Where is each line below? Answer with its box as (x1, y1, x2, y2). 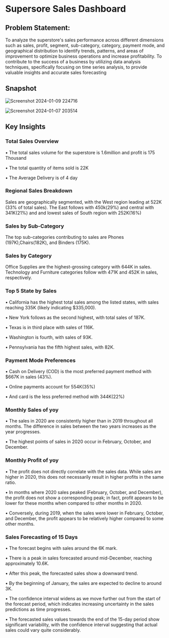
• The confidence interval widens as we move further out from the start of (5, 595, 161, 601)
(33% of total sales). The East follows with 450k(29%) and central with (5, 204, 154, 210)
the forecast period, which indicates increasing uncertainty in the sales (5, 601, 154, 607)
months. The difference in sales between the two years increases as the (5, 423, 157, 429)
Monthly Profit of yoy (5, 457, 59, 464)
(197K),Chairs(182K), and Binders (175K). (5, 239, 91, 246)
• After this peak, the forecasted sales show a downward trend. (5, 570, 138, 576)
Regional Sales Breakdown (5, 187, 73, 194)
